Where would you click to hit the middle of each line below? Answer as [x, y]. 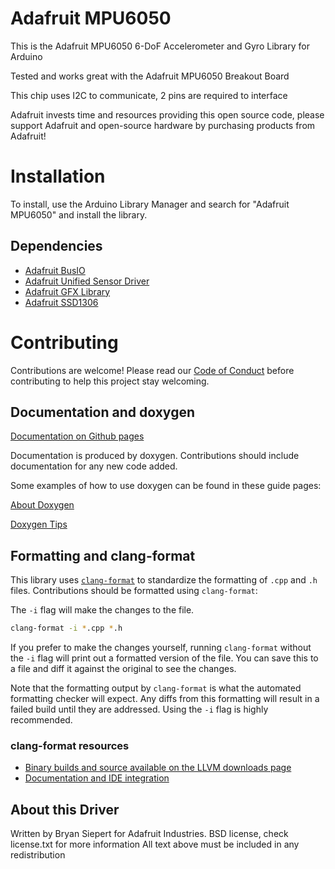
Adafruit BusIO [55, 270]
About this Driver [65, 809]
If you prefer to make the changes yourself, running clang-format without [161, 648]
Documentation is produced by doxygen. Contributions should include [155, 456]
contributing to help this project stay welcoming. [110, 381]
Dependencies [56, 246]
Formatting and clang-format [103, 555]
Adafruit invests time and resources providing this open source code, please [167, 114]
